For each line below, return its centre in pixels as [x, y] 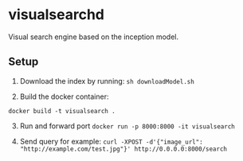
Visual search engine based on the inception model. [94, 37]
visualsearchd [57, 15]
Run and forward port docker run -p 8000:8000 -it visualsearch [127, 126]
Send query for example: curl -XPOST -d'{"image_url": [111, 141]
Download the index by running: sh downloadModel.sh [107, 80]
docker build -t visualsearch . [62, 111]
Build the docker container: [64, 96]
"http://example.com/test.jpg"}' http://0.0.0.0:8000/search [123, 149]
